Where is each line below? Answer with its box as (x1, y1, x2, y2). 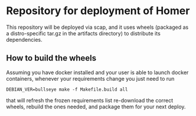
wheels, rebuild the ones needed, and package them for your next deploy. (6, 103, 186, 110)
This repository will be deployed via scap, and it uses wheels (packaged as (6, 24, 189, 31)
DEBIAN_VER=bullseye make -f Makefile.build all (6, 87, 128, 92)
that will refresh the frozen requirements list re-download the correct (6, 97, 174, 104)
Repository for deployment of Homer (6, 4, 190, 18)
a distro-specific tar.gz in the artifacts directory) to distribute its (6, 29, 161, 37)
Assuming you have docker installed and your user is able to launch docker (6, 69, 189, 76)
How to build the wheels (6, 53, 97, 63)
